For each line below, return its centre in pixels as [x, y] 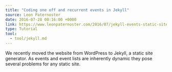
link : [11, 24]
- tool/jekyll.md [28, 39]
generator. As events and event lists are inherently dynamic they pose [79, 58]
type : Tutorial [21, 29]
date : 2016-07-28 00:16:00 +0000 [41, 19]
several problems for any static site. [43, 64]
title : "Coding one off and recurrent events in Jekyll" [67, 10]
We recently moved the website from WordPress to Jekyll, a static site [79, 53]
